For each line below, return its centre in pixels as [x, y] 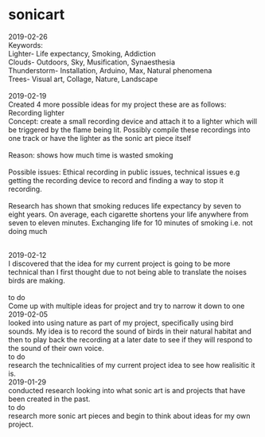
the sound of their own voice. [57, 348]
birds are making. [37, 280]
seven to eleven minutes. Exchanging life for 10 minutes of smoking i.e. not [131, 222]
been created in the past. [49, 399]
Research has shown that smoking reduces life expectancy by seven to [125, 205]
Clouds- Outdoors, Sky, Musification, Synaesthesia [92, 62]
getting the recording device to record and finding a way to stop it [116, 180]
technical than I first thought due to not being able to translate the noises [127, 271]
